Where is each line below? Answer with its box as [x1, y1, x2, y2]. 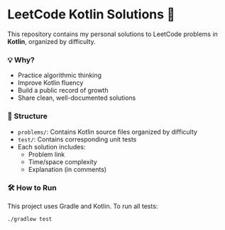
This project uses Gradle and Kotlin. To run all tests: [7, 202, 158, 210]
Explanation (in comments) [28, 165, 107, 173]
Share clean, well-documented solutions [17, 93, 136, 102]
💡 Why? [7, 54, 35, 64]
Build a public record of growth [17, 86, 109, 95]
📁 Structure [7, 111, 48, 121]
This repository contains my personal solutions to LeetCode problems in [7, 30, 219, 38]
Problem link [28, 150, 65, 159]
